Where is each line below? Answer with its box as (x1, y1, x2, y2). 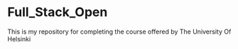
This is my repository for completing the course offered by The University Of (7, 27, 232, 36)
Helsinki (7, 34, 31, 43)
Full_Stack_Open (7, 4, 108, 20)
